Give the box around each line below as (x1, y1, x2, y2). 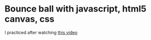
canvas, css (4, 13, 55, 25)
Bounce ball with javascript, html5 (4, 3, 147, 14)
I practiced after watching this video (4, 29, 78, 35)
